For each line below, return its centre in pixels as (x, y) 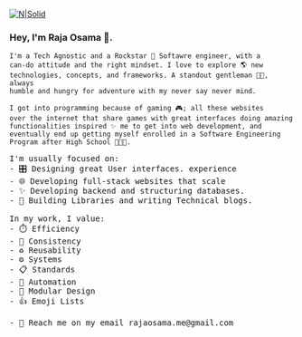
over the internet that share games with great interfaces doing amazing (151, 119)
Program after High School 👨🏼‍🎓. (70, 142)
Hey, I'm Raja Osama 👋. (61, 37)
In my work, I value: (57, 219)
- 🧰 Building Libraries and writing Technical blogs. (131, 201)
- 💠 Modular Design (52, 291)
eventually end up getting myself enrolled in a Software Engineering (145, 135)
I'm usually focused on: (64, 159)
